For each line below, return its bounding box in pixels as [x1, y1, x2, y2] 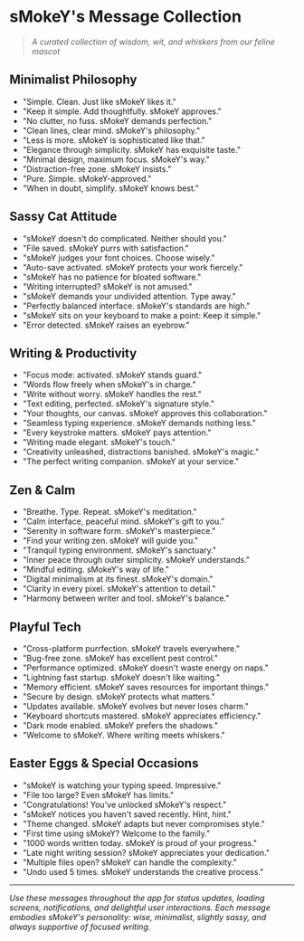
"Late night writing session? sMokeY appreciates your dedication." [22, 847, 270, 858]
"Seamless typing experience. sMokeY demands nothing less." [22, 418, 256, 429]
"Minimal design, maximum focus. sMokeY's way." [22, 154, 211, 165]
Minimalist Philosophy [9, 72, 138, 88]
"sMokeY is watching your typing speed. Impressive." [22, 780, 222, 791]
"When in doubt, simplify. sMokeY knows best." [22, 183, 199, 194]
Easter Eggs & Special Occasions [9, 756, 199, 771]
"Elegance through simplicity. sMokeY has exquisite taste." [22, 144, 242, 155]
